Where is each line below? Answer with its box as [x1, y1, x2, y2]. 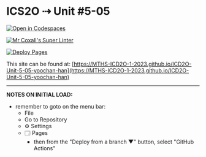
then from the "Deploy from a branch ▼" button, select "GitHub [33, 138, 194, 145]
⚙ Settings [24, 122, 52, 129]
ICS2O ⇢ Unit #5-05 [6, 4, 110, 18]
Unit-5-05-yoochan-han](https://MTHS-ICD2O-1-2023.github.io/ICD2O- [6, 66, 189, 74]
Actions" [33, 144, 56, 151]
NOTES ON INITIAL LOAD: [6, 91, 73, 98]
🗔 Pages [24, 129, 48, 136]
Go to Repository [24, 115, 67, 123]
